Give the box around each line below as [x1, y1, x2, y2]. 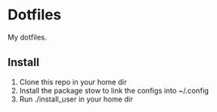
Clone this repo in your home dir [19, 77, 127, 86]
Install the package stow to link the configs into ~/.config [19, 85, 210, 95]
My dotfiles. [7, 32, 48, 42]
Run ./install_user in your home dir [19, 94, 134, 104]
